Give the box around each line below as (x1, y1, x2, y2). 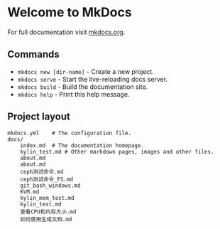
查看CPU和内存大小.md (20, 208, 77, 215)
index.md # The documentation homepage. (20, 142, 144, 149)
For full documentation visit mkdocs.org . (7, 28, 126, 36)
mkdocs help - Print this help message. (17, 90, 130, 98)
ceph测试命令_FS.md (20, 176, 73, 183)
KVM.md (20, 188, 40, 196)
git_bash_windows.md (20, 182, 81, 189)
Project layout (7, 111, 71, 123)
